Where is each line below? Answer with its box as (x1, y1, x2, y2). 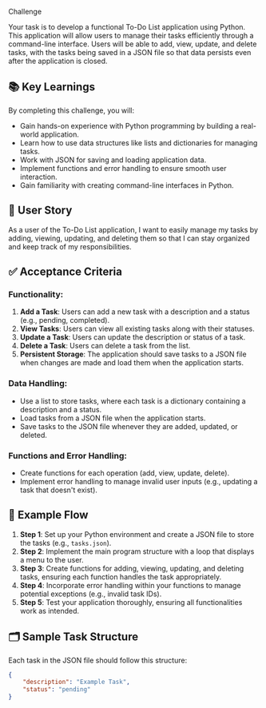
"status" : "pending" (22, 686, 91, 694)
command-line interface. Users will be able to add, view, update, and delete (8, 39, 257, 49)
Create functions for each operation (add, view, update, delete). (19, 467, 230, 478)
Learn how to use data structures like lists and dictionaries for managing (19, 137, 258, 147)
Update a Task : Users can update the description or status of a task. (19, 332, 246, 342)
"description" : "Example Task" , (22, 678, 130, 686)
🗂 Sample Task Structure (8, 630, 138, 644)
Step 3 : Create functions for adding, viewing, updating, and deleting (19, 563, 244, 573)
